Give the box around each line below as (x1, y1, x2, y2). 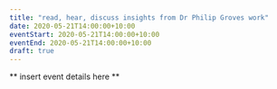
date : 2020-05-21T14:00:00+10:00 (9, 22, 136, 31)
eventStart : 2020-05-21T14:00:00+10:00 (9, 30, 160, 39)
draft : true (9, 47, 54, 56)
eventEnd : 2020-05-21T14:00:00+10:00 (9, 38, 152, 48)
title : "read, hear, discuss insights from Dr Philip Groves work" (9, 13, 270, 22)
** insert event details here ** (9, 71, 120, 82)
